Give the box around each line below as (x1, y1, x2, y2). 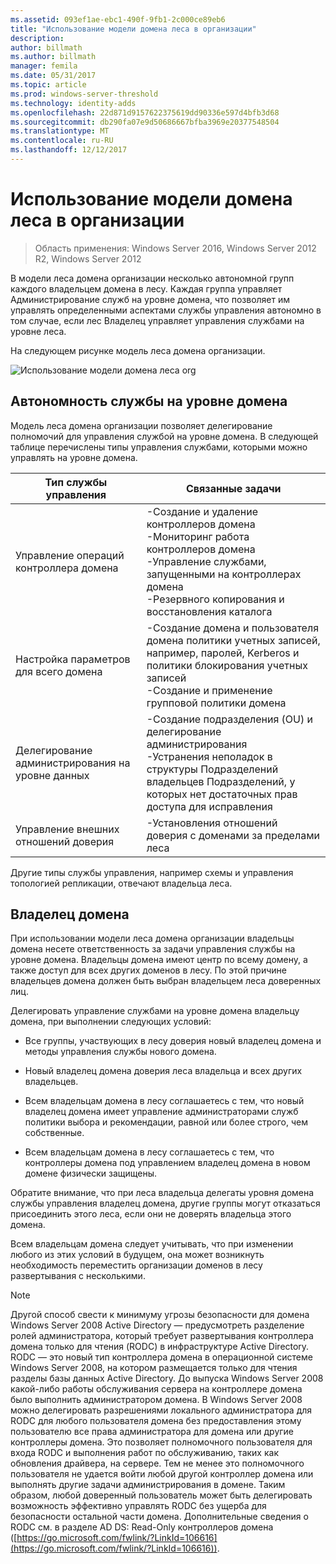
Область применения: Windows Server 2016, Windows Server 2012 (34, 242, 317, 254)
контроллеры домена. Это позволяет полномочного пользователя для (10, 1436, 313, 1448)
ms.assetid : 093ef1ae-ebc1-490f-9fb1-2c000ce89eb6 (10, 14, 226, 25)
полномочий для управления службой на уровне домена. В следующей (10, 430, 319, 442)
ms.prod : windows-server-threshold (10, 89, 159, 99)
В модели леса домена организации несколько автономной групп (10, 272, 295, 284)
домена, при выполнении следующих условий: (10, 1016, 212, 1028)
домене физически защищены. (24, 1167, 158, 1180)
